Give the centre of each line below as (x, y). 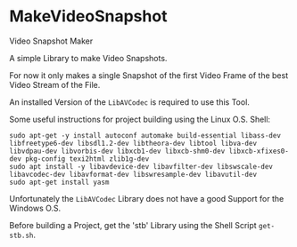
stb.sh (21, 235)
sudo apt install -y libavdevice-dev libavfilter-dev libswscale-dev (141, 166)
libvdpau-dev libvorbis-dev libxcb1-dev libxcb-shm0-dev (117, 151)
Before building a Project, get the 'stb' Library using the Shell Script (133, 225)
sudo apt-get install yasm (59, 182)
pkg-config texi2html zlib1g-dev (87, 159)
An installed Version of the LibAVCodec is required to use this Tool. (129, 102)
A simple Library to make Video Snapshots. (88, 58)
